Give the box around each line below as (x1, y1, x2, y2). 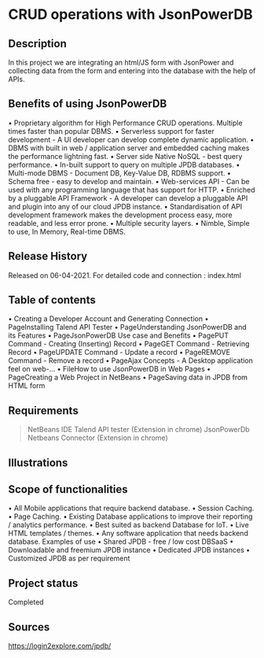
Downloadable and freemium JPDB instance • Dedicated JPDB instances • (8, 545, 251, 555)
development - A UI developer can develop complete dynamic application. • (8, 135, 255, 144)
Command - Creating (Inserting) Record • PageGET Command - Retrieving (8, 339, 250, 349)
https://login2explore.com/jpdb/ (8, 641, 112, 651)
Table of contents (8, 294, 96, 307)
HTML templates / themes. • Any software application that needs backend (8, 529, 249, 538)
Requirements (8, 404, 79, 417)
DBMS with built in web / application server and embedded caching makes (8, 143, 250, 153)
